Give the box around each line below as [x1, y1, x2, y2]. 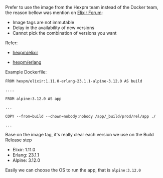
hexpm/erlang [12, 59, 42, 65]
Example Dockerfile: [5, 69, 47, 75]
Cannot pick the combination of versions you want [12, 30, 117, 36]
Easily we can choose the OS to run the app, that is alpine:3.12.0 [5, 167, 141, 173]
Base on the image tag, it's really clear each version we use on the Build [5, 132, 154, 137]
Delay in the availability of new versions [12, 25, 94, 31]
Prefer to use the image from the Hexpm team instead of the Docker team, [5, 5, 159, 10]
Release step [5, 137, 32, 143]
